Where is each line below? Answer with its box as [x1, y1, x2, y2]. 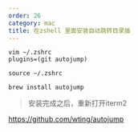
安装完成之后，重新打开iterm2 [27, 98, 128, 108]
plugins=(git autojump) [8, 55, 88, 64]
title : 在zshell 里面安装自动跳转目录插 [8, 26, 131, 34]
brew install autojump [8, 83, 84, 92]
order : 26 [8, 11, 42, 20]
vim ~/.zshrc [8, 49, 52, 57]
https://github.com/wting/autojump [8, 114, 124, 124]
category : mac [8, 19, 56, 27]
